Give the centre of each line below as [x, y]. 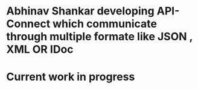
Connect [28, 24]
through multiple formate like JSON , [100, 37]
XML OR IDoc [40, 50]
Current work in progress [71, 77]
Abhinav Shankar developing [81, 11]
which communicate [105, 24]
